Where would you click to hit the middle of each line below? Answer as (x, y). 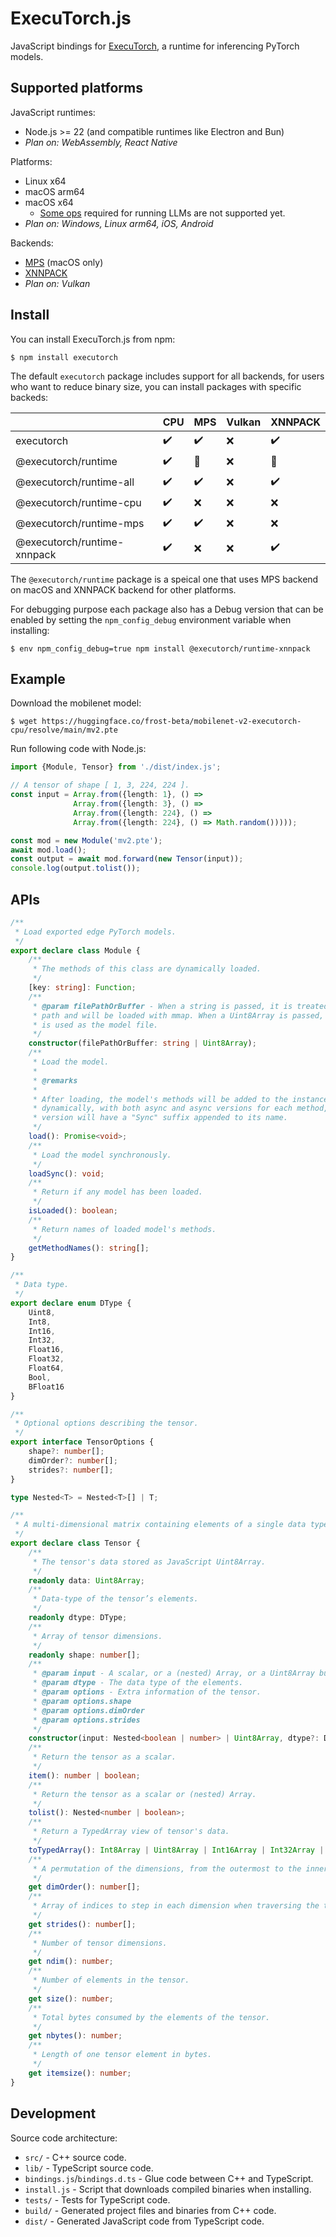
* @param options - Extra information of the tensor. (147, 1692)
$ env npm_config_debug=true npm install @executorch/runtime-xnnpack (160, 648)
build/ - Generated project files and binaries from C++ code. (150, 2210)
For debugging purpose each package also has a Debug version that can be (167, 609)
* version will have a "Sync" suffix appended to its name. (160, 1118)
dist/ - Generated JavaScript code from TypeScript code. (144, 2221)
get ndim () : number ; (71, 1962)
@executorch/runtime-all (75, 482)
